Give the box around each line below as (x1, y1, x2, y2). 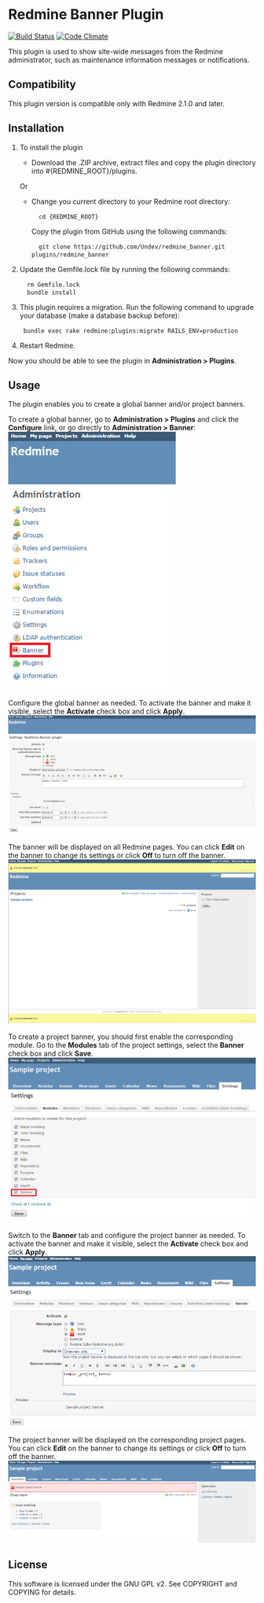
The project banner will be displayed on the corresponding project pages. (8, 1435, 247, 1444)
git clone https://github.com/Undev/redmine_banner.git (38, 242, 225, 251)
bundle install (27, 289, 77, 297)
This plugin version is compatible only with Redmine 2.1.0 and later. (8, 98, 225, 108)
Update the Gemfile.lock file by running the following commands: (19, 264, 230, 274)
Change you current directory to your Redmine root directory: (31, 197, 230, 206)
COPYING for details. (8, 1587, 76, 1597)
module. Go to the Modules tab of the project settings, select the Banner (8, 1040, 244, 1049)
